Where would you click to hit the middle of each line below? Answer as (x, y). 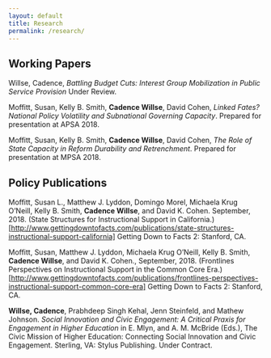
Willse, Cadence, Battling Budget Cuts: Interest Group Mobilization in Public (134, 83)
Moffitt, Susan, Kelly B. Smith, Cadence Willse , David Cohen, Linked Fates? (134, 107)
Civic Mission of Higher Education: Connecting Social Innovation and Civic (132, 337)
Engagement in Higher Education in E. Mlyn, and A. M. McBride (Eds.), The (133, 328)
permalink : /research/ (47, 31)
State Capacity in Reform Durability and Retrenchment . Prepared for (122, 149)
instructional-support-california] (62, 236)
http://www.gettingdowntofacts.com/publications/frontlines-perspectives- (135, 278)
